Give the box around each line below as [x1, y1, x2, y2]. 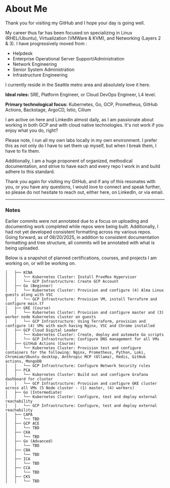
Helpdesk [12, 50, 33, 56]
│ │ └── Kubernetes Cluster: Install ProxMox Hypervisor [5, 274, 137, 280]
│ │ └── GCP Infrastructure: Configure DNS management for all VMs [5, 337, 159, 342]
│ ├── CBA [5, 447, 30, 453]
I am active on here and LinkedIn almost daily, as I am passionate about [5, 116, 154, 122]
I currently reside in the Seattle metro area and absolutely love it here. [5, 82, 151, 88]
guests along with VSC [5, 292, 53, 297]
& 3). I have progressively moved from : [5, 40, 88, 46]
